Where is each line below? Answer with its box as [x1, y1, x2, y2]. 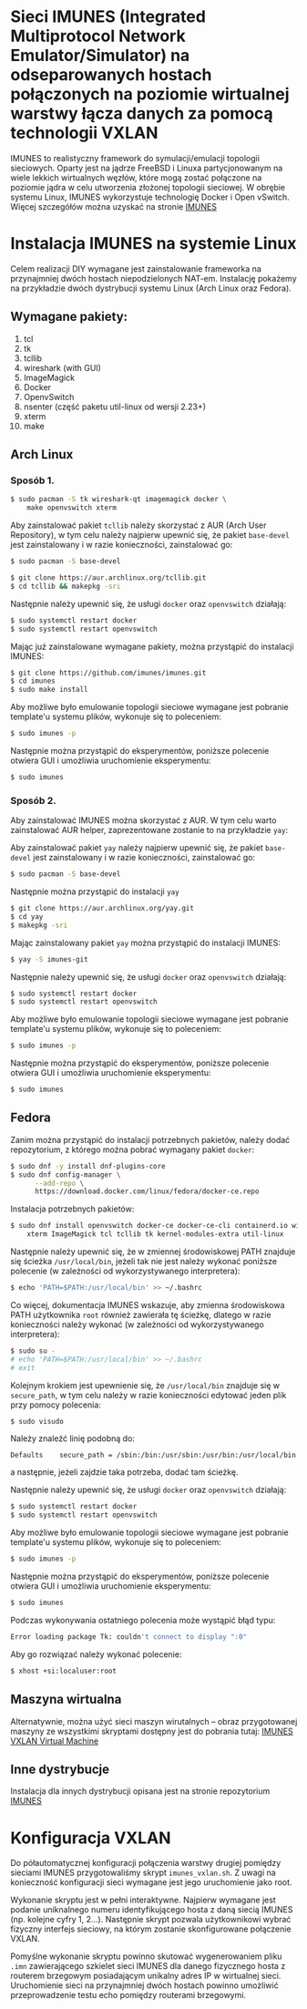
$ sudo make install [10, 685, 89, 695]
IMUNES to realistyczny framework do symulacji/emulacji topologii [10, 152, 261, 163]
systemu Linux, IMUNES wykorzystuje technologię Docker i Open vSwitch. [10, 191, 290, 202]
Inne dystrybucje [10, 1761, 110, 1777]
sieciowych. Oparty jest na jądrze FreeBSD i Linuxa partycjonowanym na [10, 162, 283, 173]
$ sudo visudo [10, 1417, 65, 1426]
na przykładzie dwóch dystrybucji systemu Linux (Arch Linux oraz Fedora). [10, 283, 292, 294]
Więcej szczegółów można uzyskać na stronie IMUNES [10, 201, 218, 211]
